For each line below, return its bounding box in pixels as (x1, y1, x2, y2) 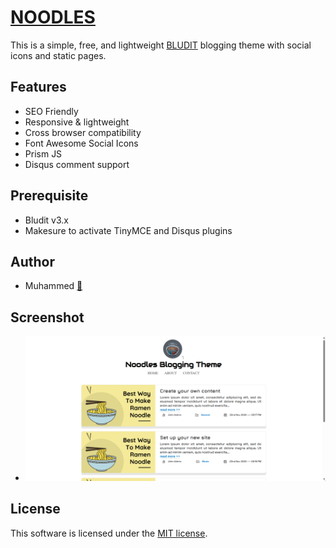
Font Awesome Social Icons (24, 137, 139, 149)
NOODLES (10, 6, 96, 29)
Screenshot (10, 309, 85, 326)
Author (10, 253, 55, 270)
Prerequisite (10, 187, 89, 205)
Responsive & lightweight (24, 116, 130, 128)
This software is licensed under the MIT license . (10, 527, 208, 539)
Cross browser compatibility (24, 126, 142, 138)
